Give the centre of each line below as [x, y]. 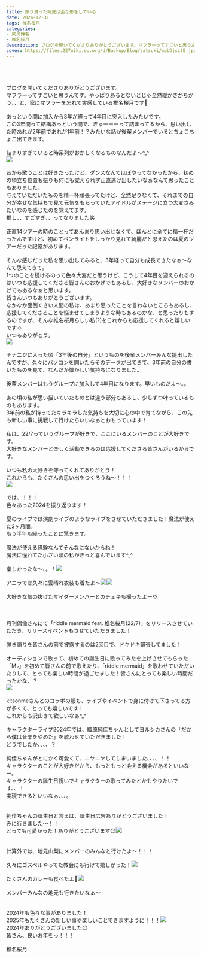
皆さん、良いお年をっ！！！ [40, 935]
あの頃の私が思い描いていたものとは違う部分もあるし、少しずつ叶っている [98, 397]
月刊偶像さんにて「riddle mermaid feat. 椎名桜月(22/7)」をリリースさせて [97, 623]
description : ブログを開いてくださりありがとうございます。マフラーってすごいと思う [99, 46]
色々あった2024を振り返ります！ [47, 505]
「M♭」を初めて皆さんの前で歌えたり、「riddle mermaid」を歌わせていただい [100, 666]
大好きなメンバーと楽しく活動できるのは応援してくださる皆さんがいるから [98, 448]
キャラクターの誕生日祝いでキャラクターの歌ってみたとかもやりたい [90, 780]
